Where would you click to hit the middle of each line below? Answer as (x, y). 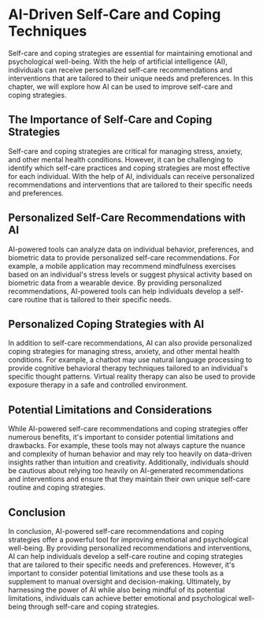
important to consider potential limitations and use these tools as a (116, 573)
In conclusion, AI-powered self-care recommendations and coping (116, 531)
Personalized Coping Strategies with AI (106, 324)
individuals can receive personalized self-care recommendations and (120, 69)
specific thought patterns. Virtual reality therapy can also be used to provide (132, 377)
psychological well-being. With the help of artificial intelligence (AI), (118, 62)
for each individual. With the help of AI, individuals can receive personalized (131, 176)
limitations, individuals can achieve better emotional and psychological (123, 598)
